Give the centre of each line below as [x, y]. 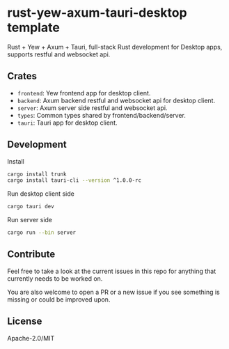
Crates [22, 76]
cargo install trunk [37, 174]
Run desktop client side [41, 194]
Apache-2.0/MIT [31, 338]
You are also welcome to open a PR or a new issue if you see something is [114, 292]
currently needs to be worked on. [55, 278]
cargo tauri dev [31, 207]
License [25, 321]
